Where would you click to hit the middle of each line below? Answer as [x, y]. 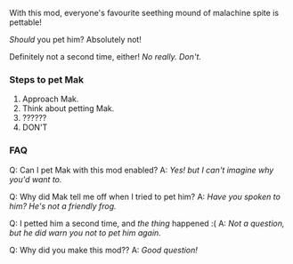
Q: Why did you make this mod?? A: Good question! [104, 250]
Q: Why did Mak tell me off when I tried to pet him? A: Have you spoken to [145, 196]
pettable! [25, 22]
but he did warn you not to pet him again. [85, 232]
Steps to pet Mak [47, 79]
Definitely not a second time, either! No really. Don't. [106, 56]
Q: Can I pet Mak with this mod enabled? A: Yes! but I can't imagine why [142, 170]
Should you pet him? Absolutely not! [76, 40]
